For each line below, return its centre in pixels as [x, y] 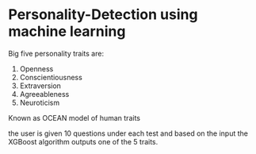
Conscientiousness [51, 77]
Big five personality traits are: [56, 53]
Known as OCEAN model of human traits [75, 117]
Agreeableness [44, 94]
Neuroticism [40, 102]
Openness [36, 68]
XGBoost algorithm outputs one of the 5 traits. [83, 141]
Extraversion [40, 86]
